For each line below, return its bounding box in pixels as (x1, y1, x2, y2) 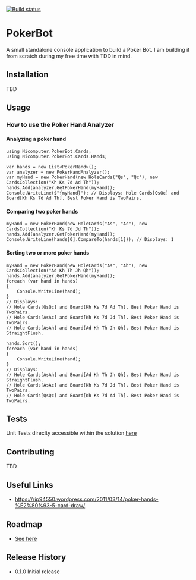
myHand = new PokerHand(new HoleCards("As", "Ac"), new (6, 221, 147, 227)
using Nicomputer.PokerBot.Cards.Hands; (6, 153, 108, 160)
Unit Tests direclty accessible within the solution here (6, 429, 137, 437)
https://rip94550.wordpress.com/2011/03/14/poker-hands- (14, 496, 159, 503)
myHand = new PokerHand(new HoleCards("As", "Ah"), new (6, 262, 147, 268)
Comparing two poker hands (6, 208, 78, 215)
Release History (6, 552, 67, 562)
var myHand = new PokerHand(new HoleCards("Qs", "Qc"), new (6, 174, 159, 181)
